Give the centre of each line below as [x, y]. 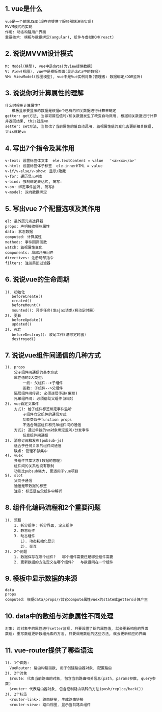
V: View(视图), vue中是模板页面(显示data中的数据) [53, 71]
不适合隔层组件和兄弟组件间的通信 [52, 425]
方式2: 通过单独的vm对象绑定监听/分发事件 [52, 430]
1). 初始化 [15, 292]
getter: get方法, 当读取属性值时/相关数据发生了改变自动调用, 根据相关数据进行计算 [81, 116]
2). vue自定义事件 [22, 404]
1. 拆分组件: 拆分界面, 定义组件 [44, 525]
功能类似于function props [47, 419]
